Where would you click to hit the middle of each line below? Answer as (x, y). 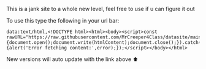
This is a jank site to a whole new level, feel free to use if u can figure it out (101, 9)
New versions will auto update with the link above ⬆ (72, 59)
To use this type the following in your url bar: (63, 20)
